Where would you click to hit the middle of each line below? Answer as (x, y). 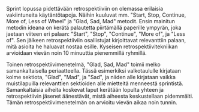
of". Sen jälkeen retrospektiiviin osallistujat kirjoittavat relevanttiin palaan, (96, 40)
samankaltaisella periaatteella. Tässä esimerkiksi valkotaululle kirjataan (94, 71)
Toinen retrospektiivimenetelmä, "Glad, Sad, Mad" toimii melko (83, 64)
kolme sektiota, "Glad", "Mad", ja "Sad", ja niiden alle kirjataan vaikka (91, 77)
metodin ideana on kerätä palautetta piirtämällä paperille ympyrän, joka (94, 27)
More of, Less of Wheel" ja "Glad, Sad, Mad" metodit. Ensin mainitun (91, 21)
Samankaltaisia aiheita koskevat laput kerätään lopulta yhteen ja (85, 90)
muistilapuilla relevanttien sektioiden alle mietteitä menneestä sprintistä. (95, 83)
